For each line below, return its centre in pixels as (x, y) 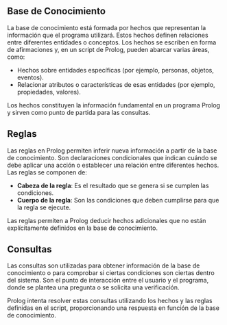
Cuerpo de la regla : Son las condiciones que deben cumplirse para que (118, 200)
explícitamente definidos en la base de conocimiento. (82, 228)
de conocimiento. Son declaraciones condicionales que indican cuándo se (112, 157)
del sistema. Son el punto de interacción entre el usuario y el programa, (108, 281)
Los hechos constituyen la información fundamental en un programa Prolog (114, 105)
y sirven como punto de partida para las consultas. (79, 112)
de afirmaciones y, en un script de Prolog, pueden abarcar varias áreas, (108, 49)
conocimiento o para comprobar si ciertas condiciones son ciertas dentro (111, 273)
